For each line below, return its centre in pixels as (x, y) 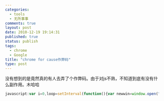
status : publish (21, 41)
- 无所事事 (19, 19)
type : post (16, 64)
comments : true (20, 23)
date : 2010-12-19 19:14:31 (32, 32)
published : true (21, 37)
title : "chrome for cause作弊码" (38, 60)
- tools (17, 14)
